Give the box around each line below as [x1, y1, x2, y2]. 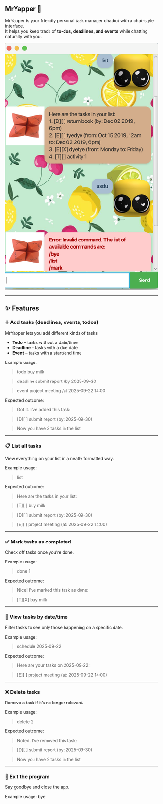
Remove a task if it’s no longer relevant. [5, 700, 84, 705]
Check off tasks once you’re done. [5, 549, 74, 555]
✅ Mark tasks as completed [5, 538, 71, 545]
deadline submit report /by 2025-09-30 [16, 378, 96, 384]
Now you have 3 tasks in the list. [16, 425, 82, 431]
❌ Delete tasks [5, 688, 40, 695]
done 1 [16, 568, 31, 574]
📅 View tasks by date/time [5, 613, 68, 620]
